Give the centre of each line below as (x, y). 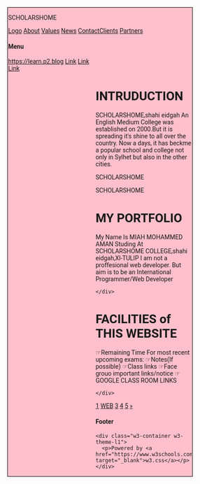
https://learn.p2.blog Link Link (49, 62)
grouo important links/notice (134, 374)
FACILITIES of (133, 319)
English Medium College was (135, 122)
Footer (105, 421)
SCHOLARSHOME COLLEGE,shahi (141, 251)
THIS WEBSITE (136, 334)
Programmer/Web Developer (134, 279)
